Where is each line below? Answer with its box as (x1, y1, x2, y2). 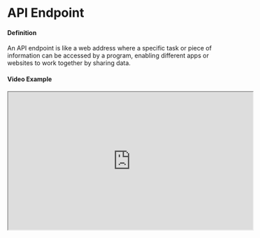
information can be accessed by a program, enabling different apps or (7, 51, 210, 60)
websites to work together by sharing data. (7, 59, 131, 67)
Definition (7, 28, 37, 36)
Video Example (7, 75, 52, 83)
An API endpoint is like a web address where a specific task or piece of (7, 44, 212, 52)
